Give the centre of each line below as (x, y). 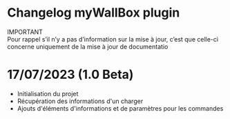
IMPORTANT (25, 32)
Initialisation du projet (48, 93)
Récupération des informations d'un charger (80, 101)
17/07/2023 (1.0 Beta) (70, 75)
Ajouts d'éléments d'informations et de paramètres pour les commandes (120, 108)
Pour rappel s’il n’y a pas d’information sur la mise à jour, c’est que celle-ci (113, 39)
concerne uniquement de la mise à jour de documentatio (88, 46)
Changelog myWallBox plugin (94, 13)
